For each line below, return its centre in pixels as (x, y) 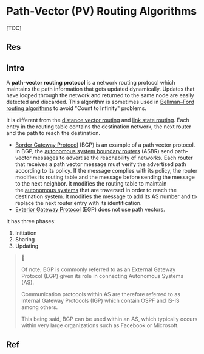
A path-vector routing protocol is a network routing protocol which (91, 83)
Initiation (26, 233)
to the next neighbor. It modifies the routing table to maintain (91, 184)
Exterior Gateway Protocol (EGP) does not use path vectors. (90, 210)
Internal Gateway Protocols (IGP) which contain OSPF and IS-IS (100, 301)
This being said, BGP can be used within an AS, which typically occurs (109, 319)
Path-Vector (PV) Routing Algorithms (102, 11)
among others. (39, 307)
